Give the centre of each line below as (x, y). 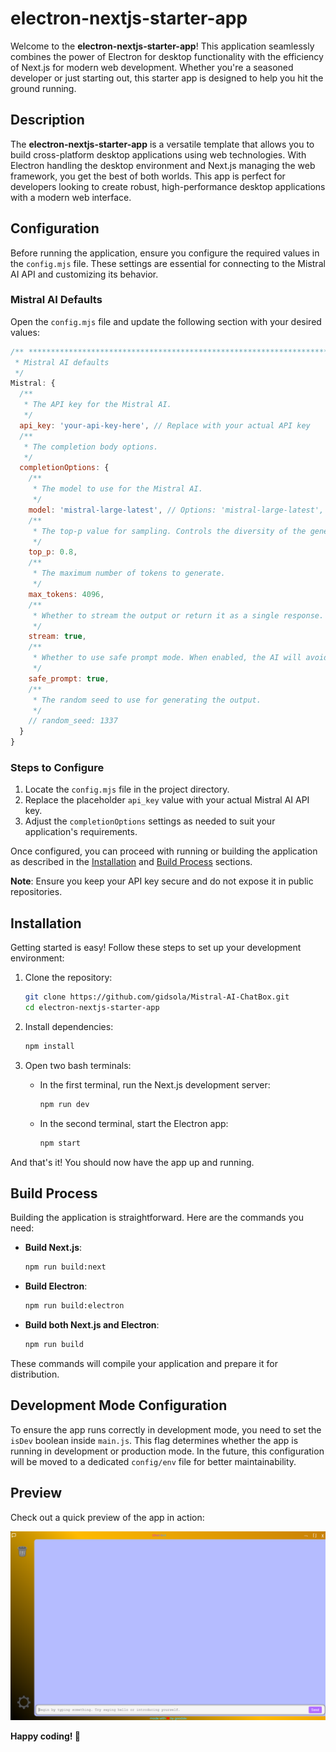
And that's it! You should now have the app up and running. (132, 1162)
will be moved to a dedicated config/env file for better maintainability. (153, 1461)
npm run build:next (65, 1267)
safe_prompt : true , (69, 678)
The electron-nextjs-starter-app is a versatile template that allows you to (162, 144)
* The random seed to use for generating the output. (147, 700)
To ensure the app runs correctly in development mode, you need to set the (166, 1429)
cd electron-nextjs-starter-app (92, 1008)
